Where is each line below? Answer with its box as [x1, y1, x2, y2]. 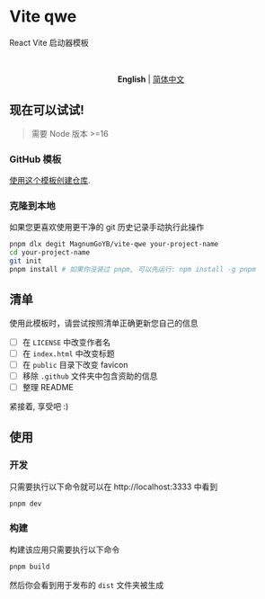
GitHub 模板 [9, 153, 62, 165]
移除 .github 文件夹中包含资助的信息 [22, 371, 158, 381]
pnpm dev [9, 499, 42, 508]
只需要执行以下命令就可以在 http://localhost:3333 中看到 [9, 481, 218, 492]
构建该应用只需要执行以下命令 [9, 544, 119, 555]
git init [9, 256, 42, 266]
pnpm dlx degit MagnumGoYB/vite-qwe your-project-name [9, 240, 219, 249]
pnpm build [9, 562, 50, 571]
